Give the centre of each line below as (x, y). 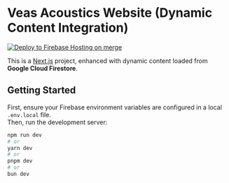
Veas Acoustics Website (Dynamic (110, 13)
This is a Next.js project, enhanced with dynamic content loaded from (107, 60)
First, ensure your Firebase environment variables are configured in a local (115, 107)
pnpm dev (20, 161)
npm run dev (25, 135)
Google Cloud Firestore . (43, 68)
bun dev (19, 174)
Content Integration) (68, 28)
